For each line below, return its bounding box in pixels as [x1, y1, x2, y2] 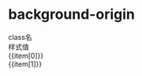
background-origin [8, 5, 136, 24]
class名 [8, 32, 33, 42]
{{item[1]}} [8, 59, 43, 68]
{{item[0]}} [8, 51, 44, 60]
